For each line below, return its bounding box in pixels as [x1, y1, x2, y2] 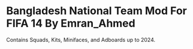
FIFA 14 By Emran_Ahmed [6, 17, 136, 30]
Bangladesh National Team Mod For [6, 4, 187, 18]
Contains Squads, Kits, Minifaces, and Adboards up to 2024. [6, 36, 156, 43]
